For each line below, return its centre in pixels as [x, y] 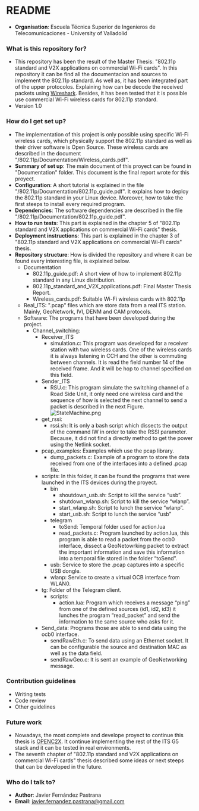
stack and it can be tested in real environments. [73, 748]
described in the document [48, 153]
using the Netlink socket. [80, 444]
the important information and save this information [122, 552]
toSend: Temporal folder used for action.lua [112, 526]
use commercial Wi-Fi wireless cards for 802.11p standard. [86, 99]
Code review [30, 700]
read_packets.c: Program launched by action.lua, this [124, 533]
